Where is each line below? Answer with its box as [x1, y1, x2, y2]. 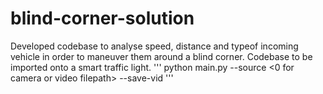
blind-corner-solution [10, 7, 195, 30]
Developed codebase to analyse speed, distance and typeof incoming [10, 40, 299, 52]
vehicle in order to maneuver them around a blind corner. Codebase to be [10, 50, 313, 62]
